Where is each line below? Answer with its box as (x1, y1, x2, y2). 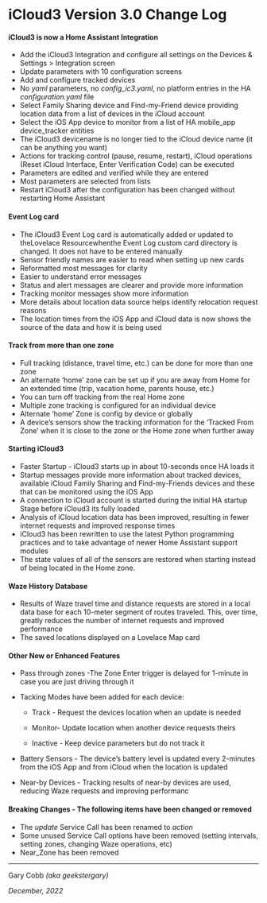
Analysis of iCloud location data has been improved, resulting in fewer (19, 513, 250, 521)
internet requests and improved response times (19, 521, 176, 530)
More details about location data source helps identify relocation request (19, 296, 258, 307)
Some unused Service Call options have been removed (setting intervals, (19, 831, 258, 840)
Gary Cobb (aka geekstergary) (8, 870, 109, 880)
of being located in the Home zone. (19, 563, 136, 572)
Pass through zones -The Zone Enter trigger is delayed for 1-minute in (19, 669, 249, 678)
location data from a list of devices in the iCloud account (19, 109, 205, 118)
